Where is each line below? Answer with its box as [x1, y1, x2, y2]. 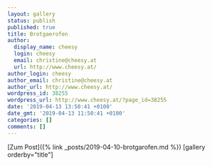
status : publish [7, 17, 55, 24]
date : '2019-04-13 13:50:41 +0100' [7, 103, 113, 110]
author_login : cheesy [7, 70, 72, 77]
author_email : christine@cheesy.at [7, 76, 113, 84]
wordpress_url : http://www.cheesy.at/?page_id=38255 [7, 97, 167, 104]
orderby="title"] [7, 150, 53, 159]
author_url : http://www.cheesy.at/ [7, 83, 113, 90]
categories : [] [7, 116, 53, 123]
